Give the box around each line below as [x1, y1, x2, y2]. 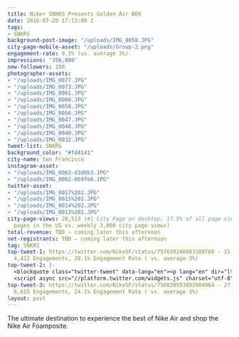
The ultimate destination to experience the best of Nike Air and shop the [7, 314, 219, 323]
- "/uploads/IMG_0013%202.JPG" [7, 209, 100, 216]
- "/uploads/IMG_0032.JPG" [7, 136, 87, 143]
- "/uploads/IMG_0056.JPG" [7, 109, 87, 117]
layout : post [7, 294, 46, 302]
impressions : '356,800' [7, 57, 78, 64]
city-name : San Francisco [7, 156, 84, 164]
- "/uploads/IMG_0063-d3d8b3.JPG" [7, 168, 110, 176]
